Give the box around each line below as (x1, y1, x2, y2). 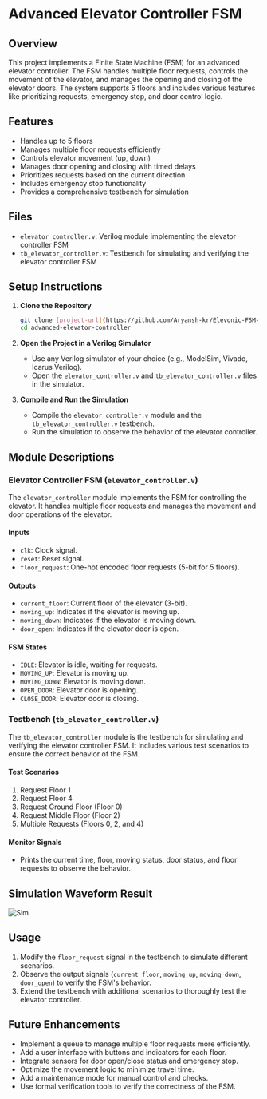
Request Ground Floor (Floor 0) (19, 802, 123, 811)
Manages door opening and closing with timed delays (19, 161, 197, 171)
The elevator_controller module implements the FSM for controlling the (8, 492, 247, 502)
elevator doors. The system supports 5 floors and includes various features (8, 83, 256, 93)
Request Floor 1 (19, 784, 72, 795)
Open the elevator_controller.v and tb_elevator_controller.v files (31, 371, 257, 380)
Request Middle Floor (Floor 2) (19, 810, 121, 819)
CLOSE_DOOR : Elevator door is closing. (19, 694, 139, 704)
